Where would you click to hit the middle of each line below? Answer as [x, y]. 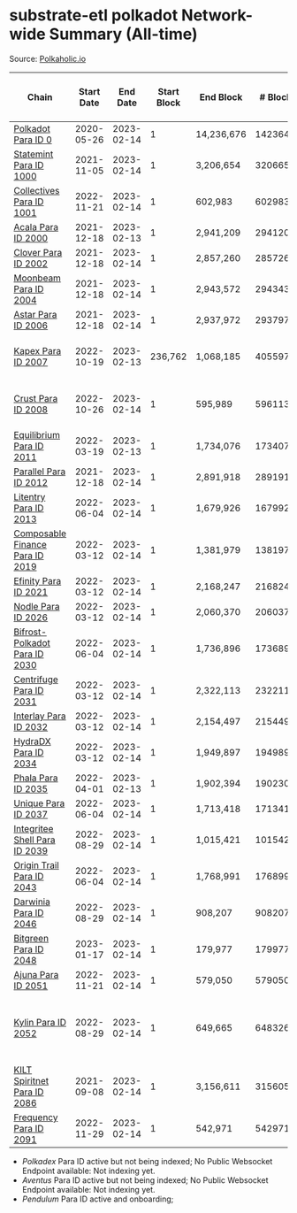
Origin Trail [36, 865]
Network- [217, 15]
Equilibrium [37, 434]
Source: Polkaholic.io [48, 58]
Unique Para [39, 803]
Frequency [36, 1117]
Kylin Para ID [40, 1022]
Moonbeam [38, 278]
